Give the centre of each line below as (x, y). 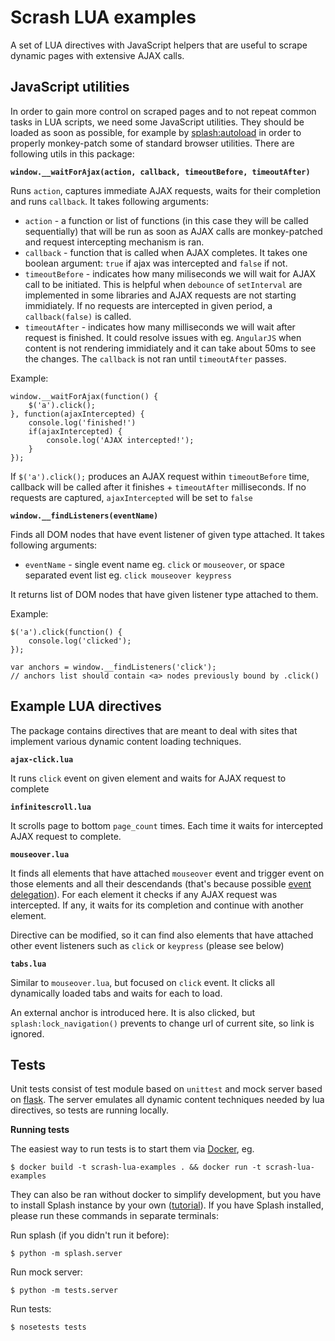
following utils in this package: (72, 153)
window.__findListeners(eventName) (84, 516)
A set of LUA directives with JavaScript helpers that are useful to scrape (159, 45)
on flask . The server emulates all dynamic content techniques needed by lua (167, 1100)
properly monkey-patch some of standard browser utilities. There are (152, 143)
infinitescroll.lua (51, 807)
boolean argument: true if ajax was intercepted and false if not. (156, 263)
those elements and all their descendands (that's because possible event (161, 883)
